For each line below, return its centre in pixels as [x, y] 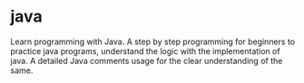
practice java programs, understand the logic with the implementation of [145, 51]
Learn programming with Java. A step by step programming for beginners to [153, 41]
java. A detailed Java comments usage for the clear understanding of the [147, 60]
